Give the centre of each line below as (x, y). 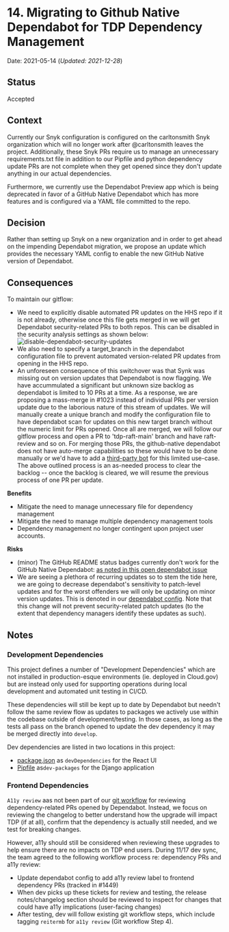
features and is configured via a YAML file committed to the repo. (99, 201)
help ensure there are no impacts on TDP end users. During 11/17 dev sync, (113, 850)
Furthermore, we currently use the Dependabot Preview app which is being (113, 187)
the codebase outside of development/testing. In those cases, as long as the (115, 719)
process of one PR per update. (60, 480)
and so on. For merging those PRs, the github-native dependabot (129, 444)
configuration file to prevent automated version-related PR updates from (119, 356)
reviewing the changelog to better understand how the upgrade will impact (112, 815)
